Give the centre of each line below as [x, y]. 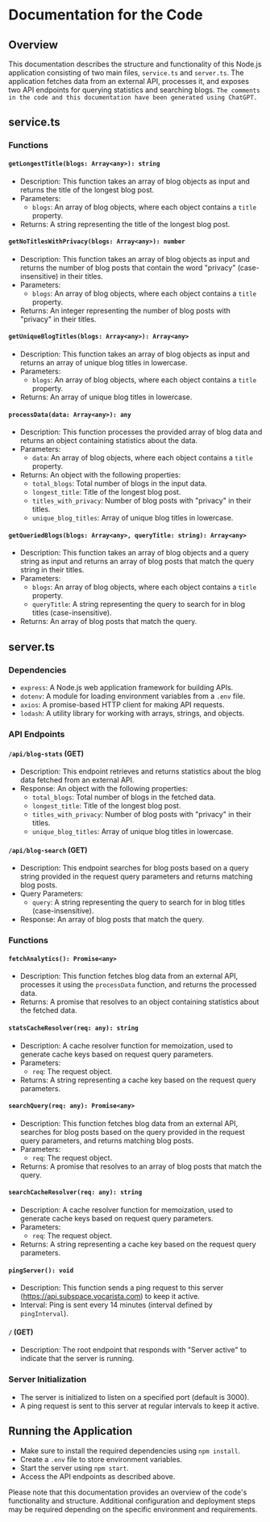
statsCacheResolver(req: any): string [73, 1028]
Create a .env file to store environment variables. [101, 1459]
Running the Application [71, 1431]
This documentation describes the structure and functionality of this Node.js [135, 64]
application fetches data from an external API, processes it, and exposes [129, 81]
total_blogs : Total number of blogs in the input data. [119, 483]
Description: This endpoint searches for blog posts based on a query [134, 868]
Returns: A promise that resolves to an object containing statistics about [139, 1002]
